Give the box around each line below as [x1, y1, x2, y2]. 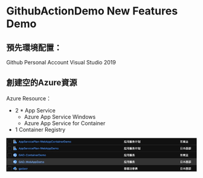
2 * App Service [14, 106, 56, 114]
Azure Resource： [6, 94, 52, 102]
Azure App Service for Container [24, 119, 106, 127]
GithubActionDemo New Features [6, 4, 178, 18]
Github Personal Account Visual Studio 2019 [6, 59, 116, 66]
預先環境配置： [6, 42, 62, 52]
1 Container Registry [14, 126, 66, 133]
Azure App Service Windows [24, 113, 96, 120]
